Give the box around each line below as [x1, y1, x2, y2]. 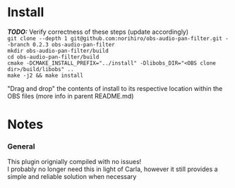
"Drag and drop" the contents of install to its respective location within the [7, 84, 223, 92]
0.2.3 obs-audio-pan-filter [32, 41, 115, 48]
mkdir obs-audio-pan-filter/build [7, 47, 109, 54]
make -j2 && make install [7, 72, 83, 79]
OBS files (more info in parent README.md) [7, 92, 134, 100]
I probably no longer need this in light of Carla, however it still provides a [7, 165, 218, 173]
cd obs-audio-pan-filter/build [7, 54, 100, 61]
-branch [7, 41, 30, 48]
